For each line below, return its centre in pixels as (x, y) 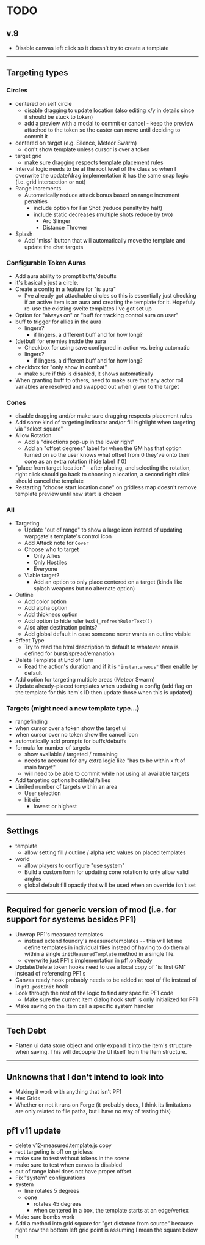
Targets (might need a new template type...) (73, 708)
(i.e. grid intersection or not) (50, 182)
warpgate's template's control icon (68, 536)
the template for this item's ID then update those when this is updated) (104, 692)
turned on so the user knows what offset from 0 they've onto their (107, 455)
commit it (36, 136)
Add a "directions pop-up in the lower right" (79, 442)
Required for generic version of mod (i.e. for (92, 910)
